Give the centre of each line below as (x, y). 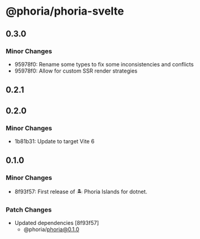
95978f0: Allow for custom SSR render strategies (76, 71)
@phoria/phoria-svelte (65, 11)
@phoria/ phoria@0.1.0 (51, 229)
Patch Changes (29, 210)
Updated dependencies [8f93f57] (57, 223)
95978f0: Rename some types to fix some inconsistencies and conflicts (104, 64)
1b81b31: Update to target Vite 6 (54, 141)
